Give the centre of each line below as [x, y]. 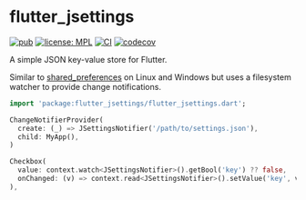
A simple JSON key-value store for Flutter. [88, 59]
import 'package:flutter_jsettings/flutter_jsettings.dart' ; [128, 103]
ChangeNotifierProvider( [56, 120]
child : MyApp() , [48, 137]
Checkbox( [28, 162]
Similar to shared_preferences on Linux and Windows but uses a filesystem [150, 77]
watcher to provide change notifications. [86, 86]
